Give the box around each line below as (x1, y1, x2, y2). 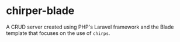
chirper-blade (6, 4, 75, 17)
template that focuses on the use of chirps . (6, 29, 110, 36)
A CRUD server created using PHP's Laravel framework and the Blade (6, 23, 174, 30)
